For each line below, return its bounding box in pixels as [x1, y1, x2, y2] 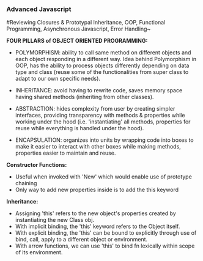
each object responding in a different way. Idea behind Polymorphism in [15, 56, 197, 63]
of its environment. [15, 249, 63, 256]
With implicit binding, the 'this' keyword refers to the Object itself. [15, 222, 180, 230]
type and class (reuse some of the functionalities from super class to [15, 68, 189, 76]
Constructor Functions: [6, 161, 67, 169]
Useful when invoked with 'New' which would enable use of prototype [15, 173, 193, 180]
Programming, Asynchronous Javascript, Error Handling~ [6, 25, 151, 32]
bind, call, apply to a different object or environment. [15, 236, 148, 243]
